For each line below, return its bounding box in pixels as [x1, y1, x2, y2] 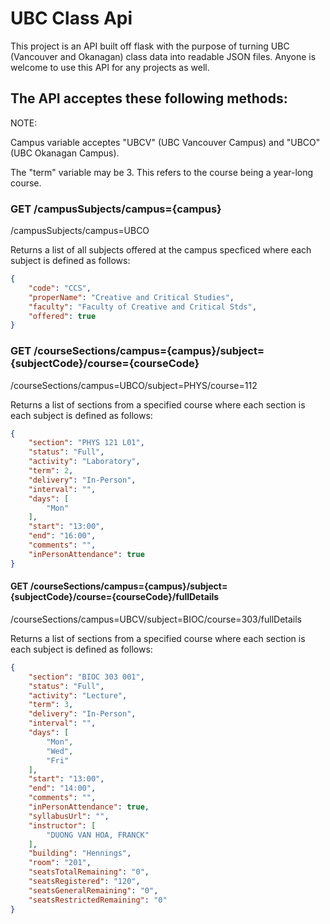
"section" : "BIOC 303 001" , [28, 672, 145, 682]
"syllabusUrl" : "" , [28, 811, 110, 821]
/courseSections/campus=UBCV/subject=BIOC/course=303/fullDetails [10, 613, 302, 625]
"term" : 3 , [28, 700, 74, 710]
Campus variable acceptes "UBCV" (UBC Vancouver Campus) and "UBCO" [10, 136, 321, 148]
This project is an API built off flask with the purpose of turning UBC [10, 40, 290, 52]
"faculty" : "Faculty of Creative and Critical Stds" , [28, 302, 257, 312]
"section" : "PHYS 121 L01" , [28, 438, 145, 448]
